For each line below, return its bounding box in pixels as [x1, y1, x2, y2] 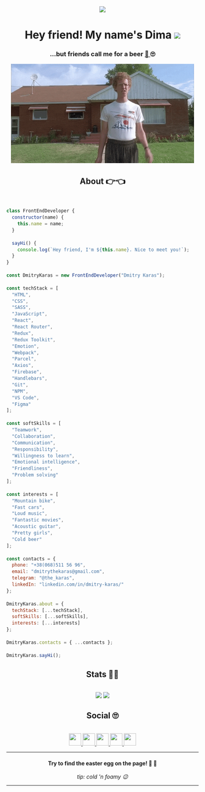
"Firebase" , [12, 369, 43, 375]
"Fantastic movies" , [12, 517, 64, 523]
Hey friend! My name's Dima [24, 28, 172, 42]
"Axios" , [12, 363, 34, 369]
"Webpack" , [12, 349, 40, 356]
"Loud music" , [12, 510, 48, 517]
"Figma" [12, 401, 32, 407]
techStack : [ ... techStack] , [12, 607, 84, 613]
